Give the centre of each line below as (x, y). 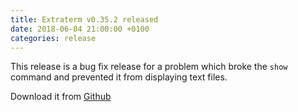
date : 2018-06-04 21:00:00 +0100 (80, 29)
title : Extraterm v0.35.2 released (84, 19)
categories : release (53, 38)
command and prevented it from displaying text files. (119, 77)
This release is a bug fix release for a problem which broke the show (149, 67)
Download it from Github (61, 97)
